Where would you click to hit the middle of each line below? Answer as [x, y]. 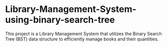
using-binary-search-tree [60, 20]
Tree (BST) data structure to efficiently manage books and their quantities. [82, 39]
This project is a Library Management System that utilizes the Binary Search [83, 33]
